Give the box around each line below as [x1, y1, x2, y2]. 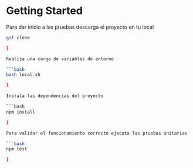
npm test [6, 146, 28, 152]
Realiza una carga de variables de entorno [6, 56, 114, 62]
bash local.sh [6, 72, 41, 78]
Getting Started [6, 4, 83, 18]
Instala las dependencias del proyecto [6, 93, 104, 99]
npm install [6, 109, 35, 115]
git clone [6, 35, 31, 40]
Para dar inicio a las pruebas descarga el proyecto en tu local [6, 23, 154, 30]
